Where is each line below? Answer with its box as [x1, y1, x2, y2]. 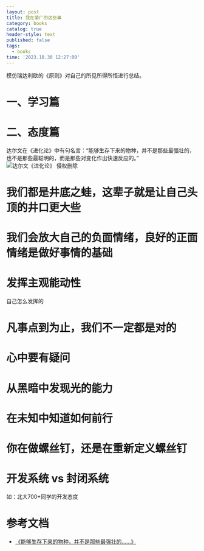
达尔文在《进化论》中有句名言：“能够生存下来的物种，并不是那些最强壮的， [6, 147, 195, 154]
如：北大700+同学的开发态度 [6, 493, 78, 500]
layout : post [6, 9, 39, 15]
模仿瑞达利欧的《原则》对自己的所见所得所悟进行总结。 [6, 71, 144, 79]
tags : [6, 43, 20, 49]
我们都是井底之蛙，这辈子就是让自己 [6, 185, 188, 199]
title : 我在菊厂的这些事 [6, 15, 62, 21]
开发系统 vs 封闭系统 [6, 472, 109, 486]
